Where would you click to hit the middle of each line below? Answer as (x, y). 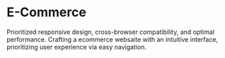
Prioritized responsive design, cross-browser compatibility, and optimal (111, 32)
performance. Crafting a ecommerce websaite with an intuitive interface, (112, 39)
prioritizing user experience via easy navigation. (76, 47)
